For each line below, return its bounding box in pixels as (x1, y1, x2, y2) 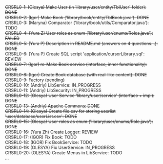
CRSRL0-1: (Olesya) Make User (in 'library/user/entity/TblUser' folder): (5, 4, 146, 10)
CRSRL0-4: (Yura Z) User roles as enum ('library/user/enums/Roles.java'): (5, 30, 153, 36)
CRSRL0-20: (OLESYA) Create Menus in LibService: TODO (5, 150, 122, 156)
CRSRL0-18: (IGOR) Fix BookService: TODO (5, 140, 93, 145)
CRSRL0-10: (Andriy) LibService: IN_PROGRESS (5, 82, 101, 88)
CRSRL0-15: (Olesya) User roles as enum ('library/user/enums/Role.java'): (5, 118, 153, 124)
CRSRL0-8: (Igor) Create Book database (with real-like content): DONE (5, 72, 147, 77)
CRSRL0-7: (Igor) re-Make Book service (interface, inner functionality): (5, 61, 147, 67)
